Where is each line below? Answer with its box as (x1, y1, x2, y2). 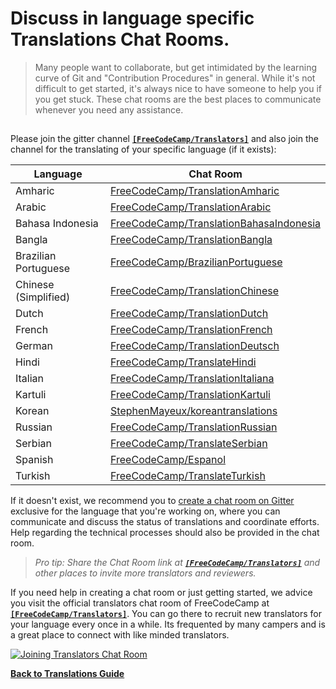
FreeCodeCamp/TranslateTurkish (110, 469, 266, 483)
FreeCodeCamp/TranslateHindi (110, 355, 257, 369)
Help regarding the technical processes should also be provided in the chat (10, 527, 320, 539)
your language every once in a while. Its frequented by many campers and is (10, 618, 326, 631)
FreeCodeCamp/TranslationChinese (110, 284, 280, 298)
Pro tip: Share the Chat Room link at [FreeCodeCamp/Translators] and (34, 557, 321, 569)
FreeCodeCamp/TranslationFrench (110, 323, 273, 337)
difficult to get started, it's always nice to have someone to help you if (34, 82, 323, 94)
